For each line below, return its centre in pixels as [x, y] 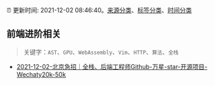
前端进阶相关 [34, 34]
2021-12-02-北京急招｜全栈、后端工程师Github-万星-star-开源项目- [112, 66]
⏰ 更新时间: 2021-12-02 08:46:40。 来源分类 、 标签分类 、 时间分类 [99, 10]
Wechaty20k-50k [41, 74]
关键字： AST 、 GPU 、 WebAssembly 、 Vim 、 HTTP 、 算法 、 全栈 [101, 52]
